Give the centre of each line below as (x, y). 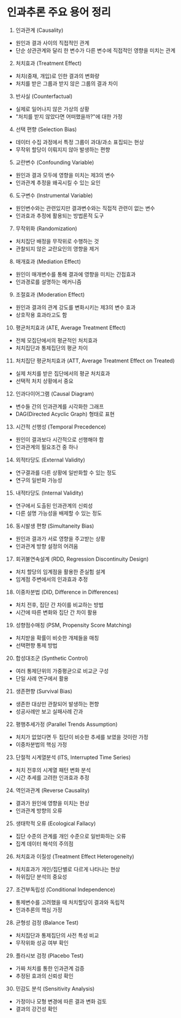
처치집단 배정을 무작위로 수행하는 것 (57, 241)
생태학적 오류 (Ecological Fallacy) (56, 823)
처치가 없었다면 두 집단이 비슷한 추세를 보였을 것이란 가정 (82, 737)
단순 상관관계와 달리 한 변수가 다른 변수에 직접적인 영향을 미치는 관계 (95, 50)
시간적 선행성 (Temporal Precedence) (61, 427)
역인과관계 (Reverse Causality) (52, 790)
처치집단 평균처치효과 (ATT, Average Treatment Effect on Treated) (95, 361)
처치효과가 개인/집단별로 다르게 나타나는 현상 (68, 869)
